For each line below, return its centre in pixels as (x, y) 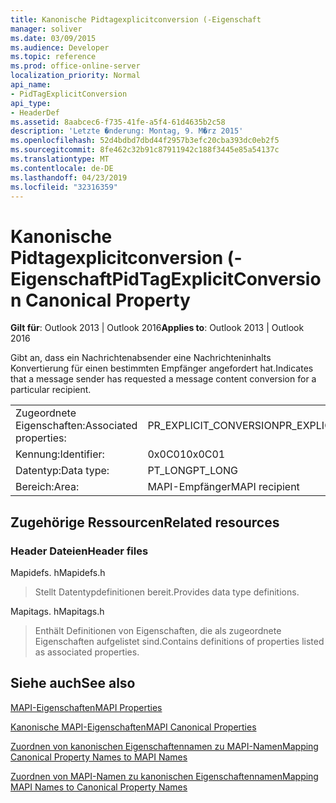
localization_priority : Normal (75, 76)
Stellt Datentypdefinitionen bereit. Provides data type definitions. (167, 592)
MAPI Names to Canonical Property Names (99, 787)
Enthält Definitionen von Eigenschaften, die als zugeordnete (158, 630)
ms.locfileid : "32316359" (64, 187)
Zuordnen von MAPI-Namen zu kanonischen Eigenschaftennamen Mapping (164, 776)
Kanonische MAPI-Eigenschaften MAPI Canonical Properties (133, 727)
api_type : (31, 103)
